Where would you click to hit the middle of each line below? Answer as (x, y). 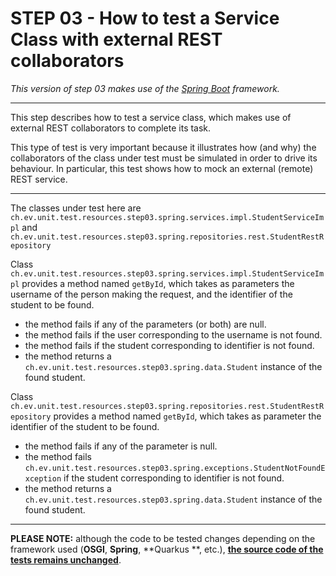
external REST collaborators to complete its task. (111, 128)
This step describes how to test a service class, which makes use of (151, 117)
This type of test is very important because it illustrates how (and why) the (163, 147)
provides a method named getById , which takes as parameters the (158, 283)
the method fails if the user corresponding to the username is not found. (173, 334)
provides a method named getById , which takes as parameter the (187, 416)
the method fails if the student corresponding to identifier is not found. (169, 345)
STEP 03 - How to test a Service (145, 18)
